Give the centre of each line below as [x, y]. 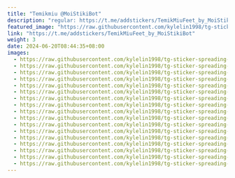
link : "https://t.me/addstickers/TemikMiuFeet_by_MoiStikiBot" [101, 33]
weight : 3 [22, 40]
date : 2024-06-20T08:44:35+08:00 [56, 46]
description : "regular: [42, 20]
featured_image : [31, 27]
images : [19, 53]
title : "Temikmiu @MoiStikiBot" [54, 14]
